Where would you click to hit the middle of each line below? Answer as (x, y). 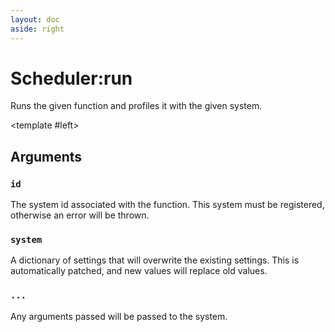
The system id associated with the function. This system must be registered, (167, 205)
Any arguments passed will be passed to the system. (119, 316)
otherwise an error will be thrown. (80, 215)
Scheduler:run (71, 78)
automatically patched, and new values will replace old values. (139, 271)
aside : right (37, 29)
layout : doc (35, 19)
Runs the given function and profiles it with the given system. (136, 106)
